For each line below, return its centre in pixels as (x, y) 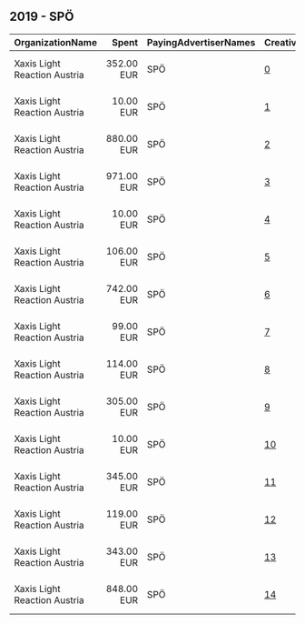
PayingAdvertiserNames (201, 42)
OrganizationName (56, 42)
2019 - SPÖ (42, 17)
